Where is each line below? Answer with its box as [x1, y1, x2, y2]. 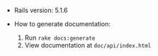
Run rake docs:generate [24, 33, 96, 42]
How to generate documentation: [13, 20, 111, 28]
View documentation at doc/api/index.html [24, 41, 152, 49]
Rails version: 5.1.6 [13, 6, 68, 14]
